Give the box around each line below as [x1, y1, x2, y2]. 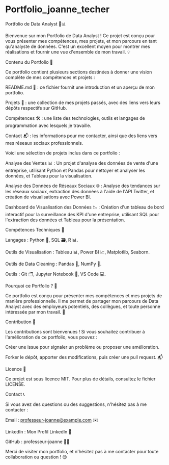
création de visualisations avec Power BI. [5, 194, 92, 200]
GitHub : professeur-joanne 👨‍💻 [5, 438, 70, 445]
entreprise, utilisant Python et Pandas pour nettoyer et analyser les [5, 167, 145, 173]
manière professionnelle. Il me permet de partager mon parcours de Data [5, 298, 159, 304]
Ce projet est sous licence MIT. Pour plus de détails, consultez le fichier [5, 376, 156, 382]
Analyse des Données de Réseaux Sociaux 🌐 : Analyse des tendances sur [5, 183, 160, 189]
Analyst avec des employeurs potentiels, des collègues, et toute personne [5, 303, 160, 309]
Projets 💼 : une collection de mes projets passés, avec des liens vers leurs [5, 99, 160, 106]
